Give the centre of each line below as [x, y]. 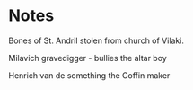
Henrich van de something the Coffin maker [89, 75]
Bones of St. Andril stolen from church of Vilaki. [96, 40]
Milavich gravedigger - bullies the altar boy [88, 58]
